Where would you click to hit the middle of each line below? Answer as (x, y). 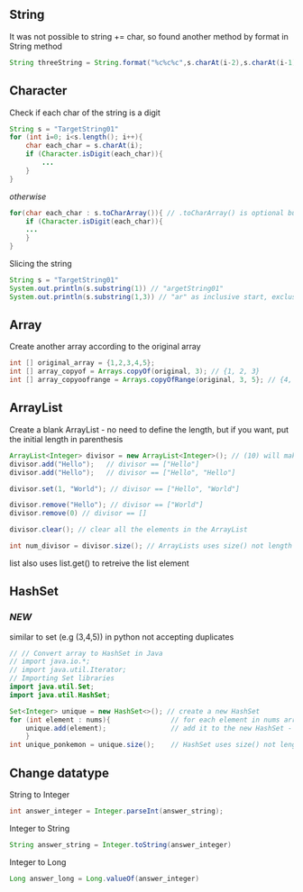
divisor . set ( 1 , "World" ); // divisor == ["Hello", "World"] (125, 489)
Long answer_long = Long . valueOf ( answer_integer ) (105, 878)
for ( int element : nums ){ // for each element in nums (145, 720)
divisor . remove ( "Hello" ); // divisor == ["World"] (106, 505)
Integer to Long (38, 862)
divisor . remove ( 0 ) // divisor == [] (78, 514)
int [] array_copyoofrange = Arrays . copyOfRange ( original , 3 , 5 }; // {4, (151, 380)
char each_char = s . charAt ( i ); (84, 146)
